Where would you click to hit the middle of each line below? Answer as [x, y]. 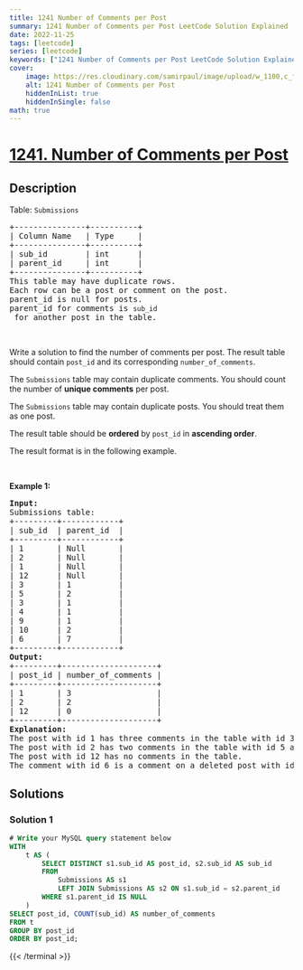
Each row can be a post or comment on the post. [119, 291]
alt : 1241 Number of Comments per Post [101, 85]
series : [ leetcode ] [46, 52]
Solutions [37, 793]
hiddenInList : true [62, 93]
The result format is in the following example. [93, 451]
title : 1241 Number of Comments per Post [88, 18]
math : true [30, 110]
